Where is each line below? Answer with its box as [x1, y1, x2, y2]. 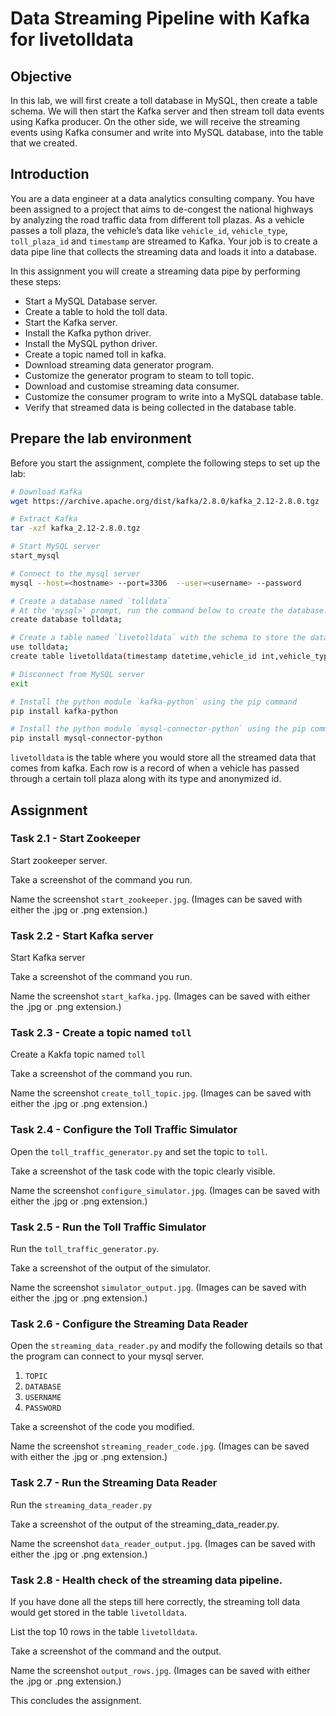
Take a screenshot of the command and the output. [10, 1645, 222, 1657]
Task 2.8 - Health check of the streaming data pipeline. [10, 1573, 283, 1587]
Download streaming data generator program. [24, 358, 214, 371]
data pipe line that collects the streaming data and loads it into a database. [10, 245, 318, 257]
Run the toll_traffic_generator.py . [10, 1243, 160, 1254]
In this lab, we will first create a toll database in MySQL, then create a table [10, 95, 318, 106]
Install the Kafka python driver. [24, 327, 152, 339]
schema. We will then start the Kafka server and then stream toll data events [10, 105, 325, 117]
